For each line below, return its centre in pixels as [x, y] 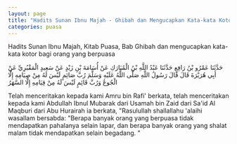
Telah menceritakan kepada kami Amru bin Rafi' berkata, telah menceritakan [118, 96]
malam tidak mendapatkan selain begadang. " [75, 133]
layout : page [27, 14]
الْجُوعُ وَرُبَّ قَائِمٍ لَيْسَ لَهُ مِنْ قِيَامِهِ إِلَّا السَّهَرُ [63, 82]
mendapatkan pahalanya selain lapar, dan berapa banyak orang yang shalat [117, 126]
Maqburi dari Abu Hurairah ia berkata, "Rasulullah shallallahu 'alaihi [105, 111]
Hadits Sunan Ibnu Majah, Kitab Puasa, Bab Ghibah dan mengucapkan [110, 47]
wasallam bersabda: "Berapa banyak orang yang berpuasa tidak [101, 118]
